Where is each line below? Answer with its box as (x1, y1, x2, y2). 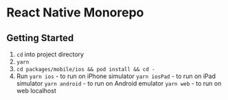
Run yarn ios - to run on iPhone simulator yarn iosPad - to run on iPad (16, 72, 216, 80)
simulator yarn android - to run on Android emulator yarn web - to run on (16, 79, 222, 87)
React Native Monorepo (6, 5, 144, 21)
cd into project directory (16, 50, 84, 58)
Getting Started (6, 32, 74, 44)
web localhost (16, 87, 56, 95)
